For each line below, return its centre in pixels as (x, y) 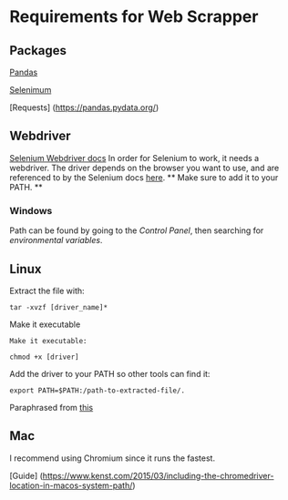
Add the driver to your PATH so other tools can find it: (110, 373)
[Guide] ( (26, 475)
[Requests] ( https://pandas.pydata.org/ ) (84, 107)
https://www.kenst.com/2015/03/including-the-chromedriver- (158, 475)
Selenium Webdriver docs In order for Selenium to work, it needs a (134, 158)
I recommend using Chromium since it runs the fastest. (113, 458)
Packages (38, 51)
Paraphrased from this (51, 407)
